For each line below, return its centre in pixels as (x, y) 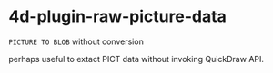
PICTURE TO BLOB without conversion (76, 41)
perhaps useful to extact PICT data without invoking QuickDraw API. (136, 59)
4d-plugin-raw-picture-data (117, 17)
